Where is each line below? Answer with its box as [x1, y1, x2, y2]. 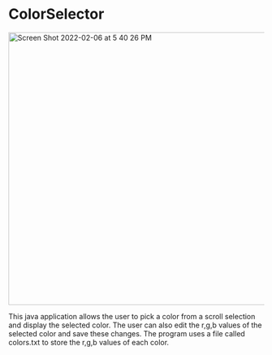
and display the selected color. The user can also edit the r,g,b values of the [8, 320, 262, 330]
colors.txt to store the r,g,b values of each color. [8, 337, 169, 347]
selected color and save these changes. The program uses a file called [8, 328, 245, 338]
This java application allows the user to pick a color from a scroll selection [8, 311, 256, 321]
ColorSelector [8, 5, 105, 24]
